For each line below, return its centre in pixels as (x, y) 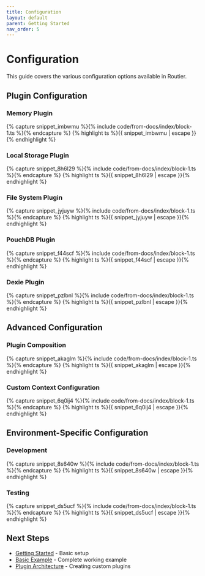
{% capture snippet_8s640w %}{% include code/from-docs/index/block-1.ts (103, 464)
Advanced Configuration (54, 328)
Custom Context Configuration (53, 387)
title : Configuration (34, 12)
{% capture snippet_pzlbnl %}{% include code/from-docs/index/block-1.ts (100, 295)
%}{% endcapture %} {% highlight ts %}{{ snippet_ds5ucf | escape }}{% (98, 513)
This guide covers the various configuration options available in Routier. (97, 77)
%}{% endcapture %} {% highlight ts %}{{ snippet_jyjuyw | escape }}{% (98, 218)
